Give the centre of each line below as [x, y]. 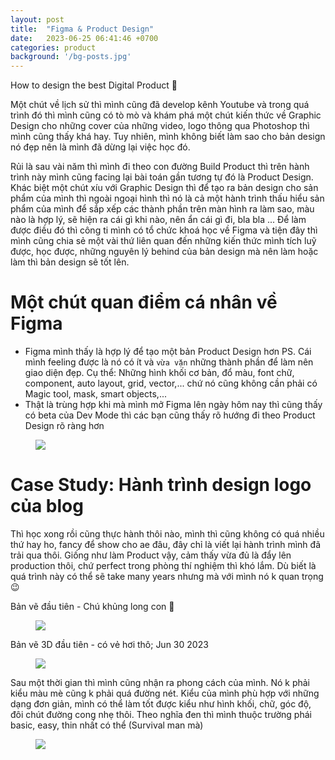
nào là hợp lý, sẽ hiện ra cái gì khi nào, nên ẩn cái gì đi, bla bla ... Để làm [158, 220]
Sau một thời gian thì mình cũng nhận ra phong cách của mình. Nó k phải [160, 682]
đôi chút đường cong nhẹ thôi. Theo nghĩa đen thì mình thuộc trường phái [161, 714]
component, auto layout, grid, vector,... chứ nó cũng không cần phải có [171, 383]
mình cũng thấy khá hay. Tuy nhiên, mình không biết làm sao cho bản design [168, 137]
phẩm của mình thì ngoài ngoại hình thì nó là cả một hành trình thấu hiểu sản [167, 198]
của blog [47, 506]
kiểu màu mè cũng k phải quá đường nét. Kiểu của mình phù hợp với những [165, 693]
